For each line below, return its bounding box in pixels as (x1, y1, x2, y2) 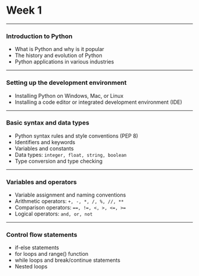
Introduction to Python (6, 32, 73, 40)
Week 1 (6, 4, 42, 17)
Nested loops (14, 263, 48, 270)
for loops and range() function (14, 250, 89, 258)
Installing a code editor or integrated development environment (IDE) (14, 99, 182, 106)
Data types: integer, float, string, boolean (14, 151, 127, 158)
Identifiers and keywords (14, 138, 76, 145)
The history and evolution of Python (14, 52, 102, 59)
